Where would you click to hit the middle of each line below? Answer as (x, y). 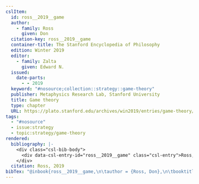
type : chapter (28, 105)
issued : (20, 72)
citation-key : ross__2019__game (51, 39)
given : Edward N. (43, 67)
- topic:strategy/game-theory (48, 133)
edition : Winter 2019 (38, 50)
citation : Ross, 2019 (38, 166)
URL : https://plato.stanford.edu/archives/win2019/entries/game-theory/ (103, 111)
